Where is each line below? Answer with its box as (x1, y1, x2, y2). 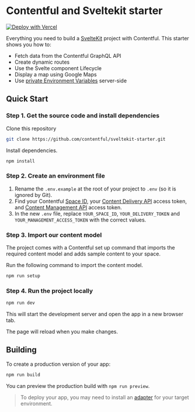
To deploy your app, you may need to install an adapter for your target (20, 393, 189, 401)
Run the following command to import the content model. (6, 261, 143, 268)
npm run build (6, 372, 41, 378)
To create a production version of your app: (6, 361, 111, 368)
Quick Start (6, 94, 48, 104)
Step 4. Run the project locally (6, 286, 93, 295)
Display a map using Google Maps (14, 71, 97, 78)
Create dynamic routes (14, 58, 70, 65)
